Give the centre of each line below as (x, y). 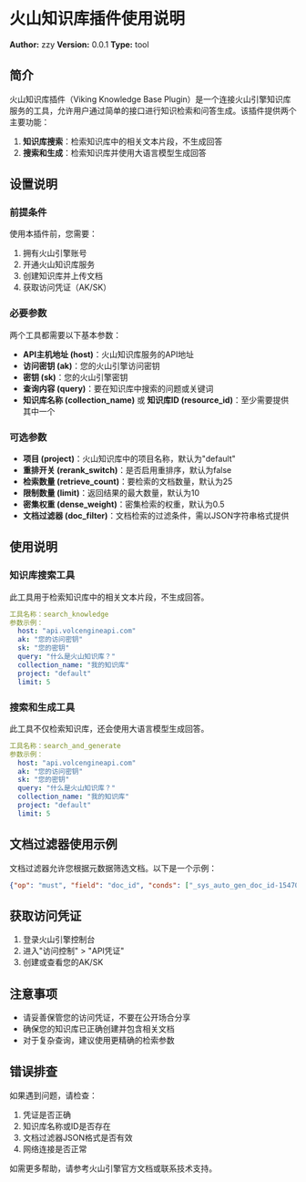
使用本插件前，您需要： (53, 234)
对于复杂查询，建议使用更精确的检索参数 (98, 1041)
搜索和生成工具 (42, 707)
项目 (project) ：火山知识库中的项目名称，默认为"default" (129, 459)
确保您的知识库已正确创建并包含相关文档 (98, 1029)
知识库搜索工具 (42, 575)
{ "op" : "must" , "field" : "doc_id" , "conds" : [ (99, 885)
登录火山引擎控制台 (59, 940)
